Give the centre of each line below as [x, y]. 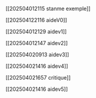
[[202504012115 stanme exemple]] [48, 9]
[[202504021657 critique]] [38, 78]
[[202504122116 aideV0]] [36, 20]
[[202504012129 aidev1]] [36, 31]
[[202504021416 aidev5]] [37, 89]
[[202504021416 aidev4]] [37, 66]
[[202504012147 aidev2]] [37, 43]
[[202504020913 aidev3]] [37, 55]
